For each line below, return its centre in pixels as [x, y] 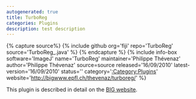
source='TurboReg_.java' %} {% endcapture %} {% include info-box [92, 53]
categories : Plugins [32, 23]
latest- [182, 65]
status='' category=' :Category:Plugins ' [109, 72]
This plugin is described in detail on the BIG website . [72, 90]
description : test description [46, 29]
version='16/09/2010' [33, 72]
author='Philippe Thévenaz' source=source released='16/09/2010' [90, 65]
